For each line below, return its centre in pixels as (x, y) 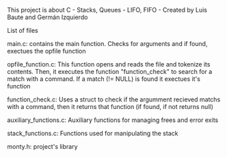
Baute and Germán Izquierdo (48, 17)
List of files (23, 31)
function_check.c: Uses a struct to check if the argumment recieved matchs (114, 99)
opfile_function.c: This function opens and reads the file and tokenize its (109, 64)
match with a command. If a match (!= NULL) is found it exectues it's (104, 79)
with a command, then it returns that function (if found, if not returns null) (110, 107)
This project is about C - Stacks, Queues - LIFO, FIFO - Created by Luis (107, 10)
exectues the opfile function (47, 51)
